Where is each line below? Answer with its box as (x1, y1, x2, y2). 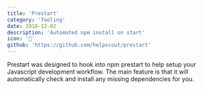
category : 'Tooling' (7, 16, 66, 23)
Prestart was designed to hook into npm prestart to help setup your (7, 61, 196, 68)
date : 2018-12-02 (7, 22, 57, 29)
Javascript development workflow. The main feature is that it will (7, 67, 189, 76)
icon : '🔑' (7, 35, 36, 42)
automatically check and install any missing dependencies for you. (7, 75, 195, 82)
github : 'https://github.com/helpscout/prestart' (7, 42, 152, 48)
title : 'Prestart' (7, 10, 59, 17)
